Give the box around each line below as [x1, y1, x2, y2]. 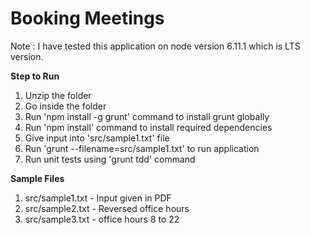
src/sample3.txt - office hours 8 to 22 [24, 213, 180, 225]
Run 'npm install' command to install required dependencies [24, 121, 273, 133]
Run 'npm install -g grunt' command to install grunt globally [24, 110, 270, 122]
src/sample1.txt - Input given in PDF [24, 192, 172, 204]
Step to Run [10, 70, 60, 82]
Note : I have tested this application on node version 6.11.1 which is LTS [10, 40, 301, 52]
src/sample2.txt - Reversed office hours [24, 202, 190, 214]
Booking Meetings [10, 7, 165, 30]
